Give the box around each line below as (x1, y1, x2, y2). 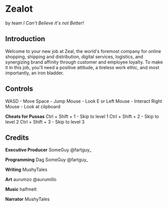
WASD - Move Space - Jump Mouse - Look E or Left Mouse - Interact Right (5, 98, 162, 104)
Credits (5, 133, 29, 142)
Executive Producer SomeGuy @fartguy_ (5, 147, 92, 153)
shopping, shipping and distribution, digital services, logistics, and (5, 53, 143, 60)
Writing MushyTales (5, 166, 48, 173)
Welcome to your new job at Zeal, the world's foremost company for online (5, 48, 161, 54)
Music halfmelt (5, 186, 37, 192)
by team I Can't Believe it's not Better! (5, 20, 85, 26)
